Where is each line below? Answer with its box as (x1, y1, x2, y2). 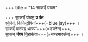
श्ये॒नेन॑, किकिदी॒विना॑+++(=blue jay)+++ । (5, 20, 79, 26)
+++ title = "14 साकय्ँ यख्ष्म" (5, 5, 58, 10)
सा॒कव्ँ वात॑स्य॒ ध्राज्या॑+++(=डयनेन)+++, (5, 26, 72, 32)
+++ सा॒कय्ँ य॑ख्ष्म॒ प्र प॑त (5, 15, 44, 20)
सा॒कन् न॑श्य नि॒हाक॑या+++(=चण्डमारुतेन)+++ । (5, 31, 84, 37)
